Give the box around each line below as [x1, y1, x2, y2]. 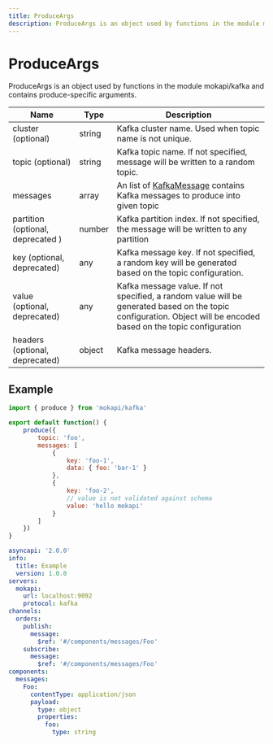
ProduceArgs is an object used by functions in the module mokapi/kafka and [8, 81, 265, 91]
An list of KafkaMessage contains [116, 180, 245, 191]
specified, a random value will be [116, 290, 242, 302]
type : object [37, 705, 82, 714]
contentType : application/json [29, 690, 136, 698]
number [79, 224, 110, 235]
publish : [23, 622, 53, 630]
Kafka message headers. [116, 345, 212, 356]
